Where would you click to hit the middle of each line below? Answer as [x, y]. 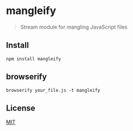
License [21, 108]
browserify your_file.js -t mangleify [53, 90]
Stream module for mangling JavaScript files [74, 27]
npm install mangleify [34, 59]
